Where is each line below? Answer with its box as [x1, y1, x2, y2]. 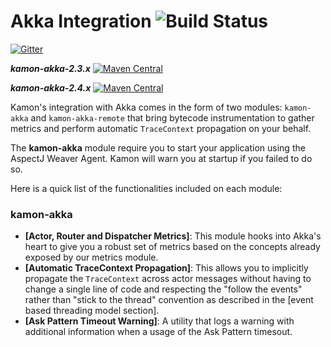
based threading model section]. [24, 305, 160, 317]
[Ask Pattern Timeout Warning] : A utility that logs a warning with [24, 315, 295, 327]
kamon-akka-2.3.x [10, 62, 91, 74]
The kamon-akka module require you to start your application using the [10, 141, 306, 154]
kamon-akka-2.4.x [10, 81, 92, 94]
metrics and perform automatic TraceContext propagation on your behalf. [10, 122, 312, 134]
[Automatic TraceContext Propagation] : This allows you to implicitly [24, 262, 309, 274]
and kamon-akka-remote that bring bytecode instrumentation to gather [30, 111, 315, 124]
